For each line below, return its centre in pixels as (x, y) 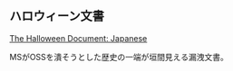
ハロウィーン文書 (57, 16)
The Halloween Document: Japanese (78, 38)
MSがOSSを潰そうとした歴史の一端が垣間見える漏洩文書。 (119, 57)
